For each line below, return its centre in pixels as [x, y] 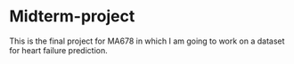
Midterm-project [72, 16]
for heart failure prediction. [59, 50]
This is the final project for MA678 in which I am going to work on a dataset [147, 41]
